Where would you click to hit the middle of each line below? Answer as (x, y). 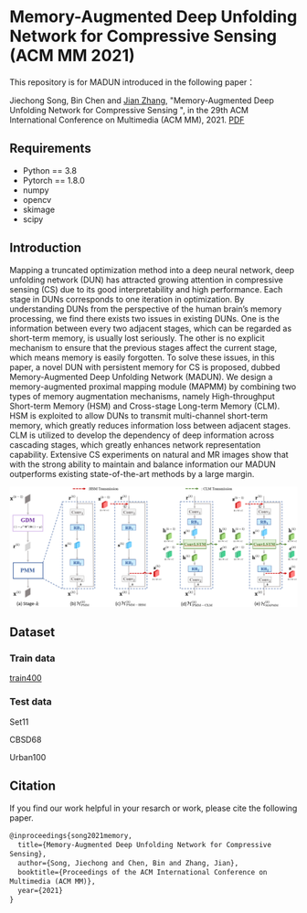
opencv (37, 199)
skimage (39, 209)
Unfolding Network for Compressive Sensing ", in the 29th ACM (129, 110)
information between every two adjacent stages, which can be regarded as (151, 328)
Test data (31, 702)
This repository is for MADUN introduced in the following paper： (132, 82)
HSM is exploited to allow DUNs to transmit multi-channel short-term (139, 415)
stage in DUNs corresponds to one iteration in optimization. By (127, 299)
